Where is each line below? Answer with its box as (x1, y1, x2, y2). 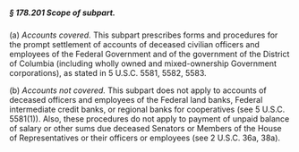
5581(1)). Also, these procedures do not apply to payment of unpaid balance (9, 113, 290, 124)
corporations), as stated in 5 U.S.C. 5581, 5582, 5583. (9, 67, 208, 78)
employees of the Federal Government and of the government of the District (9, 48, 290, 59)
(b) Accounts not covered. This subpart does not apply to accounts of (9, 85, 267, 96)
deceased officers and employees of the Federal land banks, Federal (9, 94, 263, 105)
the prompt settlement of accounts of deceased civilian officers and (9, 38, 260, 49)
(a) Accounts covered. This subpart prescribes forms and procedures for (9, 30, 278, 40)
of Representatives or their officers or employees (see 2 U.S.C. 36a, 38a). (9, 132, 280, 143)
